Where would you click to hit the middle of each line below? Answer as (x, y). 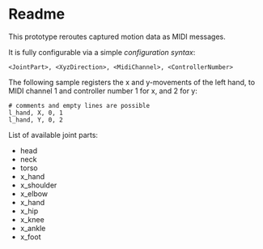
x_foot (30, 237)
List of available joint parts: (53, 135)
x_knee (32, 219)
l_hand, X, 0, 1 (36, 113)
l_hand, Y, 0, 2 (36, 120)
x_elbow (34, 193)
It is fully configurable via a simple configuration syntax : (102, 52)
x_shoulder (38, 185)
